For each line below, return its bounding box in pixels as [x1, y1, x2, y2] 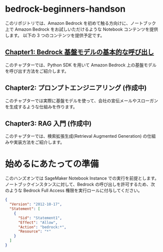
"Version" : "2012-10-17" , [9, 202, 62, 207]
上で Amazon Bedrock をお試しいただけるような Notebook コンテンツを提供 [5, 26, 159, 32]
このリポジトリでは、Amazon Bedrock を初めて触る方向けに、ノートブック [5, 20, 156, 26]
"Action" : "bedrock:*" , [18, 225, 67, 230]
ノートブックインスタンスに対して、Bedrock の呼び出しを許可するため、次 [5, 182, 155, 188]
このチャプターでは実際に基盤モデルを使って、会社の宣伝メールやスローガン [5, 98, 159, 104]
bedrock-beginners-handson [5, 3, 126, 15]
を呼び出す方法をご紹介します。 [5, 68, 69, 74]
